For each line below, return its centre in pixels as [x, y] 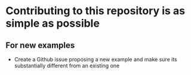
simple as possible [53, 23]
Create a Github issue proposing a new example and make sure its [95, 59]
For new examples [40, 45]
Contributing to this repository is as [95, 11]
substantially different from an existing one [67, 66]
